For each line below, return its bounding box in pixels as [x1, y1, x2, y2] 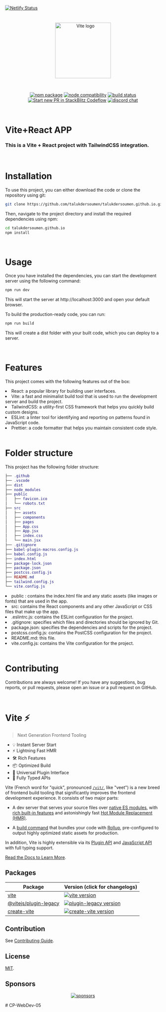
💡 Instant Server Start [12, 742, 57, 748]
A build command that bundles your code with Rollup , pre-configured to [12, 824, 159, 830]
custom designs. [5, 409, 39, 415]
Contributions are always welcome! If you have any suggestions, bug [5, 679, 146, 685]
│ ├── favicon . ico [5, 497, 48, 502]
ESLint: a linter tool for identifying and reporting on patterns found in [11, 414, 151, 420]
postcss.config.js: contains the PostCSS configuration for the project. [11, 629, 153, 636]
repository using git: [5, 192, 46, 198]
